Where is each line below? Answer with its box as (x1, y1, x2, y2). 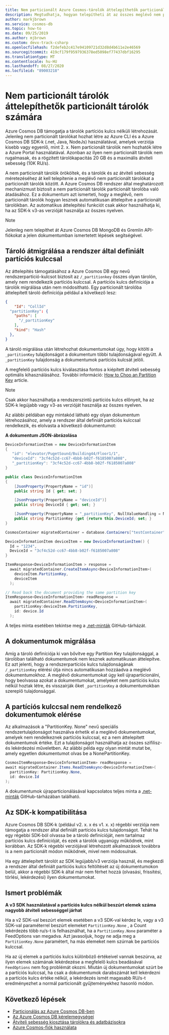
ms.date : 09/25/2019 (5, 31, 49, 36)
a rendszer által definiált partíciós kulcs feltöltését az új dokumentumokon (5, 863, 158, 869)
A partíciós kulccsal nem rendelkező (5, 702, 122, 711)
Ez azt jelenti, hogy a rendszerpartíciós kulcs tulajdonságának (5, 661, 134, 667)
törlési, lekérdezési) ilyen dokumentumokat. (5, 874, 96, 880)
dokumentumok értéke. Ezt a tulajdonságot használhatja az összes (5, 740, 144, 746)
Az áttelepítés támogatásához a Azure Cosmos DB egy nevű (5, 268, 130, 274)
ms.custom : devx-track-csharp (5, 40, 69, 45)
